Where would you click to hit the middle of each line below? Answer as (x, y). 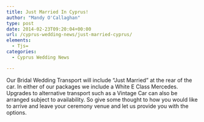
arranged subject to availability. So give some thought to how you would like (102, 99)
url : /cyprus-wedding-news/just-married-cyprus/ (69, 35)
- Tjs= (20, 46)
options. (17, 112)
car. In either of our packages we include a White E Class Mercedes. (92, 87)
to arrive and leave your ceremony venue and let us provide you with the (97, 106)
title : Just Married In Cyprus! (47, 12)
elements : (19, 40)
